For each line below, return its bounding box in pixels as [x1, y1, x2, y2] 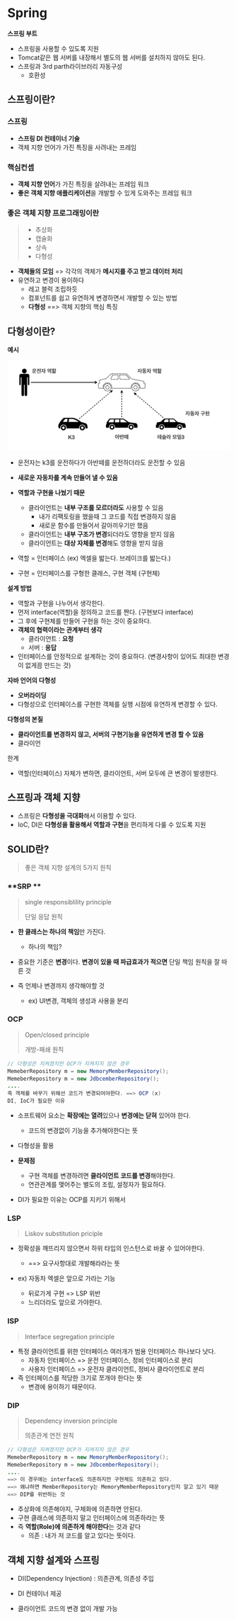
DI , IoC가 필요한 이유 [7, 1098, 66, 1105]
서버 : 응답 [28, 643, 57, 652]
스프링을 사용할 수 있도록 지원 [17, 44, 99, 52]
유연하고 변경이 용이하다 [17, 276, 85, 285]
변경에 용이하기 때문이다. [28, 1382, 97, 1391]
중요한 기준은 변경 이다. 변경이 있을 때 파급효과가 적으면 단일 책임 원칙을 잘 [17, 958, 220, 966]
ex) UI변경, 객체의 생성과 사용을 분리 [28, 996, 129, 1005]
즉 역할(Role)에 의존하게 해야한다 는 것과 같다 [17, 1523, 141, 1531]
